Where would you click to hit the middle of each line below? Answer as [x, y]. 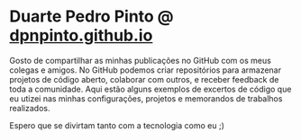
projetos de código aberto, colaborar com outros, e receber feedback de [144, 79]
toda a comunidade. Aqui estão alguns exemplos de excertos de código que [150, 89]
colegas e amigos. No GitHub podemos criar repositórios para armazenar [146, 70]
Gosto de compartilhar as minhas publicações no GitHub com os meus [141, 60]
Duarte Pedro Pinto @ [91, 17]
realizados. [30, 108]
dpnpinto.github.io [81, 35]
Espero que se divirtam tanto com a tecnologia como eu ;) [117, 125]
